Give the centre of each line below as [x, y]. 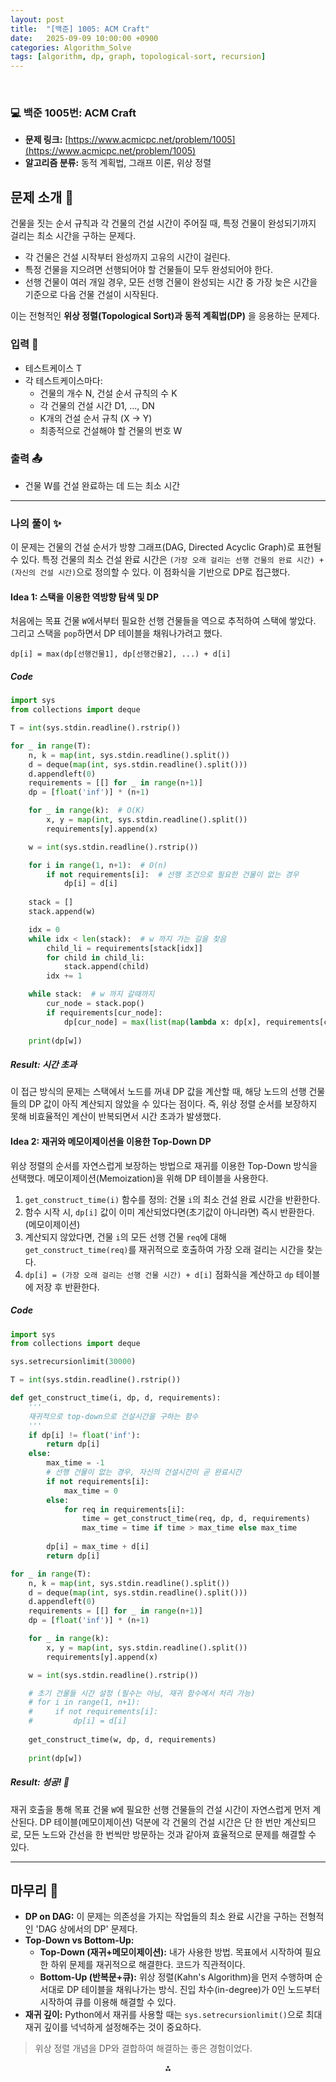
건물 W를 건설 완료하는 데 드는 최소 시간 [102, 485]
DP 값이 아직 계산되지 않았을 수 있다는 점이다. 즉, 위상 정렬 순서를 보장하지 [173, 1104]
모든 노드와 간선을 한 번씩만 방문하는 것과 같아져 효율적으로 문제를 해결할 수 [170, 1834]
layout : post [37, 19]
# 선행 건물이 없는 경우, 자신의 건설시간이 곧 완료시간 [144, 1472]
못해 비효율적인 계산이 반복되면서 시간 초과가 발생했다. [116, 1117]
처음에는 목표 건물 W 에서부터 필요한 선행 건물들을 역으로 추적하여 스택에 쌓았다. [163, 621]
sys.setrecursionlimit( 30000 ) [73, 1362]
